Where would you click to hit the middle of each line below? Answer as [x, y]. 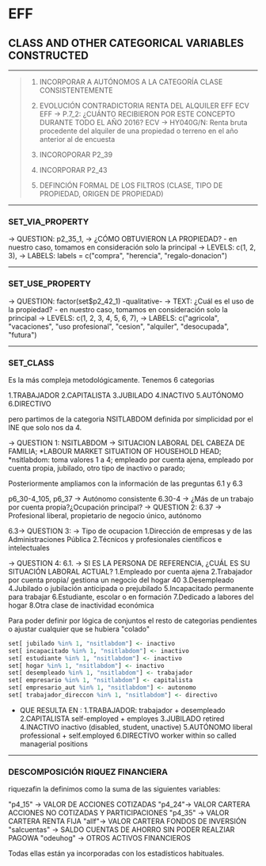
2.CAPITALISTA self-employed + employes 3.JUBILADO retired [122, 719]
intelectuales [29, 547]
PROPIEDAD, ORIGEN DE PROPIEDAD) [101, 194]
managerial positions [54, 744]
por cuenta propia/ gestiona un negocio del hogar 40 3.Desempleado [122, 580]
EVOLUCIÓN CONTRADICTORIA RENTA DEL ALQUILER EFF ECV [144, 105]
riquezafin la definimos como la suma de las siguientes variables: [114, 789]
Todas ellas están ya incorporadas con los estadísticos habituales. [116, 853]
